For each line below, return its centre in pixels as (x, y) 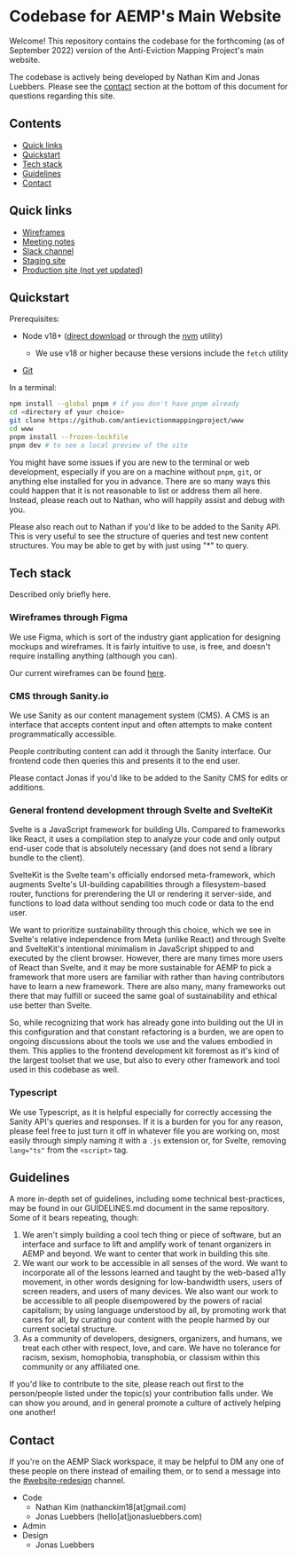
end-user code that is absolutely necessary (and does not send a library (141, 848)
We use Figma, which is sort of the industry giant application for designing (145, 637)
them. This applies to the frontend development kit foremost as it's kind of (144, 1051)
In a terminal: (33, 388)
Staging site (44, 260)
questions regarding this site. (62, 96)
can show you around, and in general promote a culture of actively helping (145, 1403)
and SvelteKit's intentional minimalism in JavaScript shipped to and (132, 949)
